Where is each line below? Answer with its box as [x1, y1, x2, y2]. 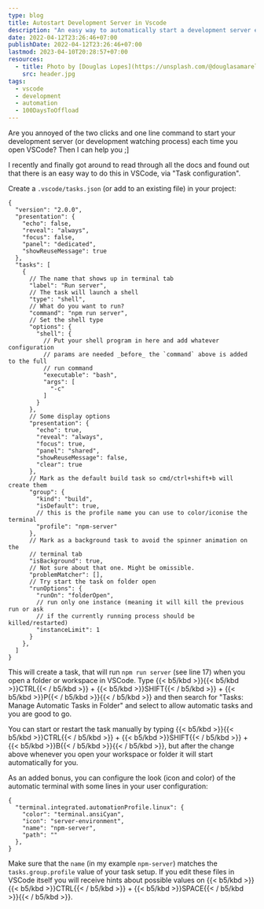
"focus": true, [36, 440, 86, 448]
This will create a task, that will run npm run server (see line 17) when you [8, 667, 246, 677]
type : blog [8, 11, 44, 20]
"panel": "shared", [36, 447, 101, 455]
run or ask [8, 605, 44, 613]
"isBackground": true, [28, 557, 104, 565]
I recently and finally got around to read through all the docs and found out [8, 161, 250, 169]
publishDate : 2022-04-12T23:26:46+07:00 [8, 41, 143, 49]
